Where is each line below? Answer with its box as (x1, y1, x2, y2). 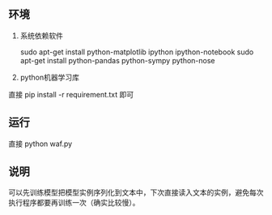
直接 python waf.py (8, 139, 73, 148)
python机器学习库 (19, 72, 79, 82)
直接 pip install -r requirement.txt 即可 (8, 89, 134, 99)
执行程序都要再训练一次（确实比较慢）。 (8, 198, 140, 208)
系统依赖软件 (19, 31, 63, 41)
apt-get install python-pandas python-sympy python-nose (19, 55, 215, 65)
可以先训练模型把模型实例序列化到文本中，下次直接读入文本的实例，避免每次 (8, 187, 264, 197)
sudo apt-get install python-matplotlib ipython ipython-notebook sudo (19, 47, 254, 57)
